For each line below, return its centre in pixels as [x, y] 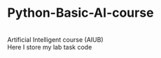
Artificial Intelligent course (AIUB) [55, 39]
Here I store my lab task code [50, 47]
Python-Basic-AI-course [80, 13]
